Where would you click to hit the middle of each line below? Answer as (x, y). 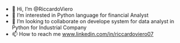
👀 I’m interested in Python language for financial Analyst (80, 15)
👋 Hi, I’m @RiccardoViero (42, 9)
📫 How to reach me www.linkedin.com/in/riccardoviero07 (83, 34)
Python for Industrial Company (49, 27)
